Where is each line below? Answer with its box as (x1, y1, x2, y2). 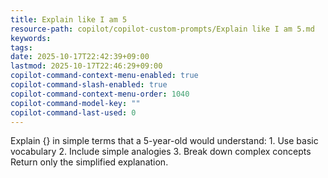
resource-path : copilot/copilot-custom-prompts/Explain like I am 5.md (10, 24, 315, 34)
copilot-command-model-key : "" (10, 98, 141, 108)
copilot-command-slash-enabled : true (10, 80, 168, 90)
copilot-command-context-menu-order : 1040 (10, 89, 190, 99)
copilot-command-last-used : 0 (10, 107, 137, 118)
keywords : (10, 33, 52, 43)
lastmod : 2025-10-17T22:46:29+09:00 (10, 61, 163, 71)
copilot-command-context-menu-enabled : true (10, 71, 199, 81)
